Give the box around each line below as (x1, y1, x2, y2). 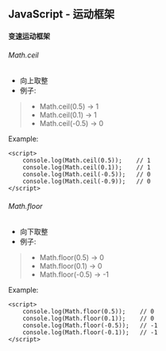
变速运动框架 (8, 31, 50, 41)
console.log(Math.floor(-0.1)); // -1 (22, 329, 158, 337)
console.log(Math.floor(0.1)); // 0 (22, 314, 155, 323)
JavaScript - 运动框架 (8, 7, 115, 22)
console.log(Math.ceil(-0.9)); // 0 (22, 178, 151, 186)
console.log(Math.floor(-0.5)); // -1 (22, 321, 158, 329)
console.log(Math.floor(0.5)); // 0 (22, 308, 155, 316)
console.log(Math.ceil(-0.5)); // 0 (22, 171, 151, 179)
